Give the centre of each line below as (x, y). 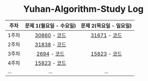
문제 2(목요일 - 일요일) (106, 26)
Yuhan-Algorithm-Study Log (83, 9)
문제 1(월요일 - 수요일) (50, 26)
